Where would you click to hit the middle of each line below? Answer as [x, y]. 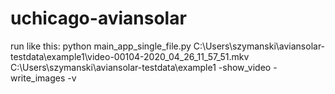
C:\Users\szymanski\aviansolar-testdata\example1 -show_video [141, 67]
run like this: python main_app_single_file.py [101, 46]
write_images [38, 78]
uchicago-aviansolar [98, 18]
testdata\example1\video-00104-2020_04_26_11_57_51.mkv [130, 56]
